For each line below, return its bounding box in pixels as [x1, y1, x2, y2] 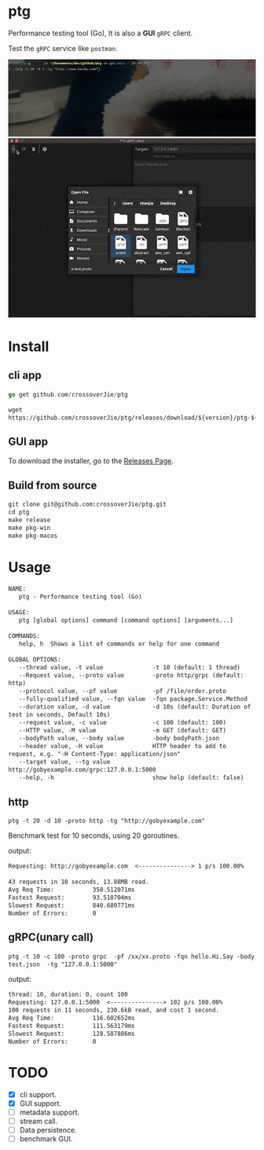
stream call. [19, 1116, 57, 1126]
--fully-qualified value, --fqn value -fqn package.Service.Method [18, 695, 247, 703]
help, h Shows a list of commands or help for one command [18, 640, 220, 648]
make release [8, 516, 51, 525]
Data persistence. [19, 1126, 77, 1135]
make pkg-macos [8, 532, 58, 540]
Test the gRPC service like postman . [8, 43, 118, 53]
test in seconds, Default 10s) [8, 711, 111, 719]
